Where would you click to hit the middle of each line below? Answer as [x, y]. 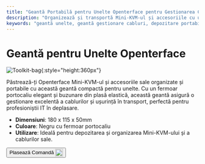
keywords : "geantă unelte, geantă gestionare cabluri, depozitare [92, 23]
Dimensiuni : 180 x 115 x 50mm [53, 120]
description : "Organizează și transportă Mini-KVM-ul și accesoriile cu [101, 18]
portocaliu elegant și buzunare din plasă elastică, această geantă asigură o [100, 95]
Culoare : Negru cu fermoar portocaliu [63, 126]
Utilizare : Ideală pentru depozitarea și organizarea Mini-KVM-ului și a [103, 133]
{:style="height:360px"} [71, 70]
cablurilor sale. [34, 139]
